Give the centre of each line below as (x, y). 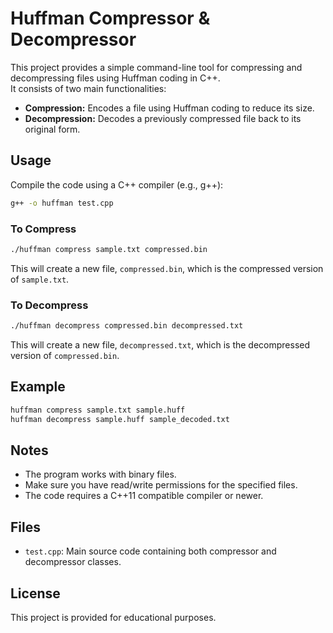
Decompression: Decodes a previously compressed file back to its (163, 118)
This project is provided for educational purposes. (113, 617)
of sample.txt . (40, 279)
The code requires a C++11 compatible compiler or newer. (144, 496)
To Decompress (49, 305)
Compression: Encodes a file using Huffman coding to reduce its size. (169, 108)
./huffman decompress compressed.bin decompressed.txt (127, 326)
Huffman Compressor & (110, 18)
